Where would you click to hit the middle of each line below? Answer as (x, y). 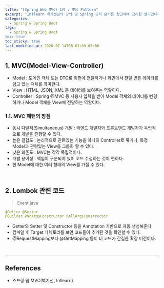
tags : (10, 28)
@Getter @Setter (21, 212)
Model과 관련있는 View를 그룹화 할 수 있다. (53, 146)
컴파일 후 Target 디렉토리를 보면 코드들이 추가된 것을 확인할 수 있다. (76, 232)
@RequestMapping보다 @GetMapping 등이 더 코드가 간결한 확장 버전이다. (84, 238)
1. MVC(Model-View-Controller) (54, 66)
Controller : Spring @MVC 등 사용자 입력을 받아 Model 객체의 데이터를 (80, 96)
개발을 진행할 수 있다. (41, 134)
